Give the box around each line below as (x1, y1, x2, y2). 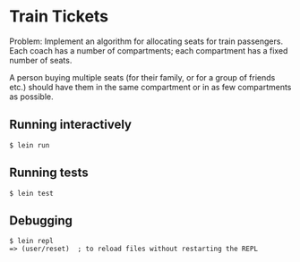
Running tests (9, 165, 90, 181)
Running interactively (9, 117, 133, 132)
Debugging (9, 213, 73, 228)
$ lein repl (9, 237, 54, 246)
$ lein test (9, 189, 54, 198)
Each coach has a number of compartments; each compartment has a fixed (9, 45, 288, 55)
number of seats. (9, 55, 73, 65)
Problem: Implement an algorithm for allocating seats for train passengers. (9, 36, 284, 46)
